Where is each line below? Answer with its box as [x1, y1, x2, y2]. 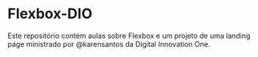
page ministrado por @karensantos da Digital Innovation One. [7, 39, 211, 48]
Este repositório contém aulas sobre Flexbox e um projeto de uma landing [7, 31, 251, 40]
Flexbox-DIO [7, 5, 93, 23]
